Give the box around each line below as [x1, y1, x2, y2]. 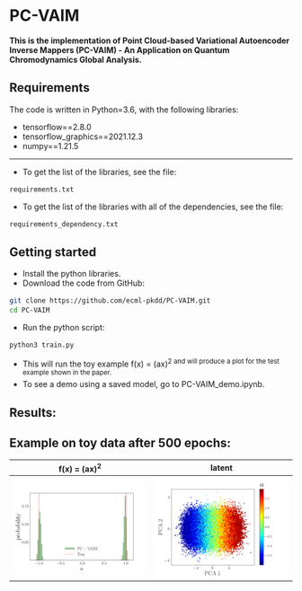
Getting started [9, 244, 97, 260]
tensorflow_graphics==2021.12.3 [22, 131, 144, 142]
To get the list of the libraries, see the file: [22, 166, 177, 177]
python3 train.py [9, 340, 75, 350]
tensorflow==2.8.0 [22, 121, 92, 132]
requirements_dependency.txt [9, 219, 119, 229]
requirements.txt [9, 185, 75, 194]
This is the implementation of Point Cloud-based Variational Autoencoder [9, 35, 290, 46]
